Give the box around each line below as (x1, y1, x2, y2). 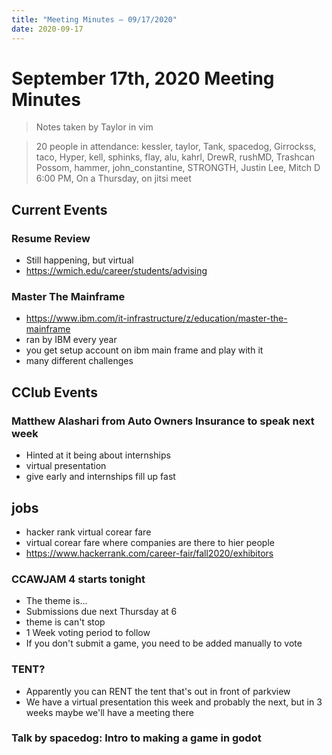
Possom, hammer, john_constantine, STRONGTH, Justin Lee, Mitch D (35, 162, 321, 174)
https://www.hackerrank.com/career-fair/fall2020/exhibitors (25, 547, 274, 559)
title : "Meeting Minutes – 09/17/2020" (11, 14, 178, 25)
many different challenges (25, 355, 134, 367)
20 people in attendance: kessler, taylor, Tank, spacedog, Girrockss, (35, 141, 317, 153)
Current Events (11, 201, 108, 218)
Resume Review (11, 231, 91, 245)
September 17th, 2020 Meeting (11, 67, 275, 90)
